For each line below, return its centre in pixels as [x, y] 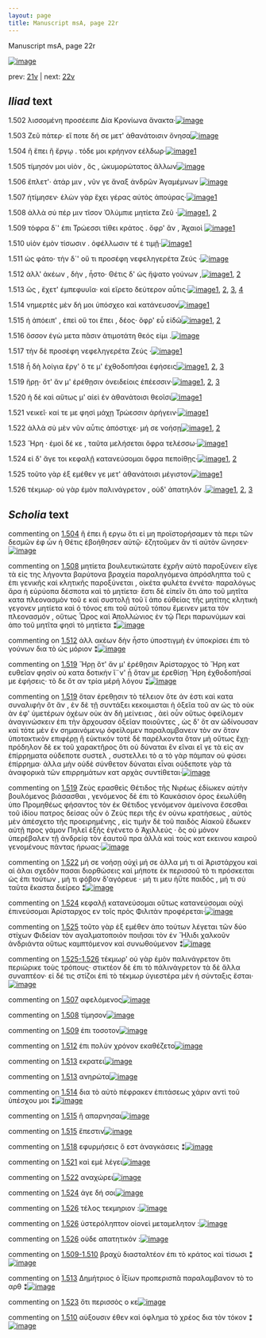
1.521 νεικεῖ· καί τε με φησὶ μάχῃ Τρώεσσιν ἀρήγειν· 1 [108, 413]
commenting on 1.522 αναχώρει [61, 1178]
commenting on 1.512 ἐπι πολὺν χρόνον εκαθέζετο [92, 1046]
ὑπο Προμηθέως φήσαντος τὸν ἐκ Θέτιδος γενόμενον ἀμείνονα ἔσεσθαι [128, 805]
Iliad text [31, 101]
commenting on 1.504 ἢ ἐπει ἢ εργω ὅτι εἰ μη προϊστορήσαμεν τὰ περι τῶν [131, 534]
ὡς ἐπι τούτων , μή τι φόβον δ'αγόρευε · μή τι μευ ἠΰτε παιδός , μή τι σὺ [127, 879]
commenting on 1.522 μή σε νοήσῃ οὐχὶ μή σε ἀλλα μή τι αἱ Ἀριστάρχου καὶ [133, 862]
